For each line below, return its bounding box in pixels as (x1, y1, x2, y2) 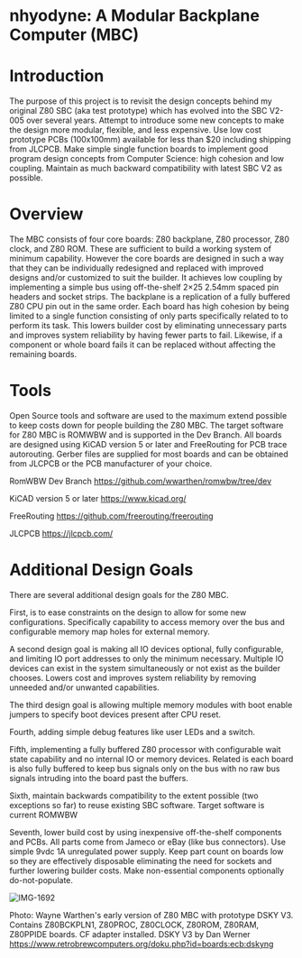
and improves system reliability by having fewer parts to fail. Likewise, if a (9, 330, 283, 341)
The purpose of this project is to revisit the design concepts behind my (9, 96, 272, 106)
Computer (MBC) (9, 24, 140, 45)
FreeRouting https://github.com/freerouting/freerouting (9, 511, 214, 521)
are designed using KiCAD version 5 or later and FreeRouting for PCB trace (9, 439, 288, 449)
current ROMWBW (9, 809, 78, 820)
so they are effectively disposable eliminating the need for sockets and (9, 855, 272, 866)
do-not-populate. (9, 874, 74, 885)
